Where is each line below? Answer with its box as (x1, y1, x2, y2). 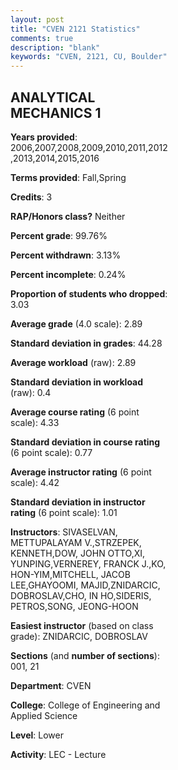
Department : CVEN (10, 679, 92, 691)
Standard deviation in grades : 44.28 (10, 337, 163, 349)
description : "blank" (10, 42, 101, 53)
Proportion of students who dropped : (10, 287, 168, 300)
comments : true (10, 33, 74, 43)
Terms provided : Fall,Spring (10, 171, 127, 183)
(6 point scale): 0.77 (10, 446, 93, 458)
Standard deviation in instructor (10, 496, 146, 508)
